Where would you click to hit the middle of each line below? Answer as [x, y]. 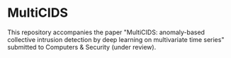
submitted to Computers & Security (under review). [82, 47]
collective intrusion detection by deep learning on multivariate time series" [116, 39]
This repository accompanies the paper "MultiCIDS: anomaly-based [106, 32]
